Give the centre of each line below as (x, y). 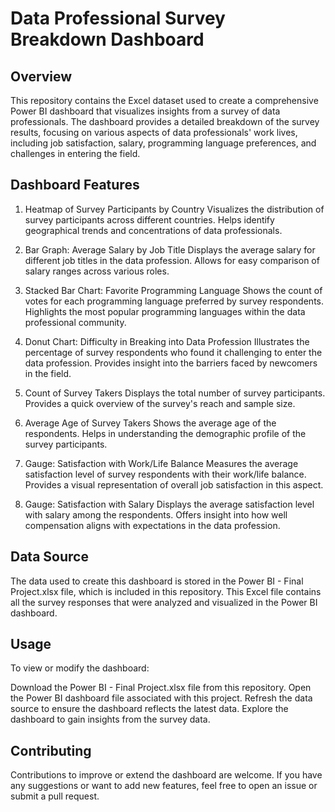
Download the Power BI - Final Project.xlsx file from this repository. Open (161, 688)
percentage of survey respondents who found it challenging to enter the (173, 352)
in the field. (48, 373)
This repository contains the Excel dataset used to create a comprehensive (164, 100)
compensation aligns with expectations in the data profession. (152, 525)
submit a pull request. (55, 796)
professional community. (75, 322)
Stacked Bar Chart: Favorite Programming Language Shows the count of (173, 290)
